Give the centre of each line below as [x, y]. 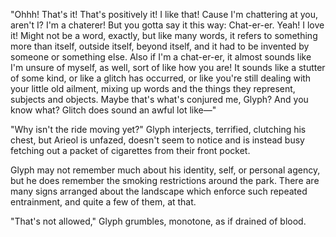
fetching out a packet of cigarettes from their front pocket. [130, 150]
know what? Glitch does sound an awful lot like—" [113, 110]
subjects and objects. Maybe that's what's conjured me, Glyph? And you [159, 99]
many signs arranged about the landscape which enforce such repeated [159, 191]
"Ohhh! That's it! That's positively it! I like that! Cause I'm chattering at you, [164, 14]
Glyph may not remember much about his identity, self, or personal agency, [165, 170]
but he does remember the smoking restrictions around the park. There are [165, 180]
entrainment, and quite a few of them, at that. [103, 202]
